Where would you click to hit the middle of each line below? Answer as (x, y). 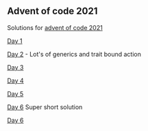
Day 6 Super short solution (45, 107)
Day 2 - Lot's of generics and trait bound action (74, 54)
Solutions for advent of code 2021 (55, 27)
